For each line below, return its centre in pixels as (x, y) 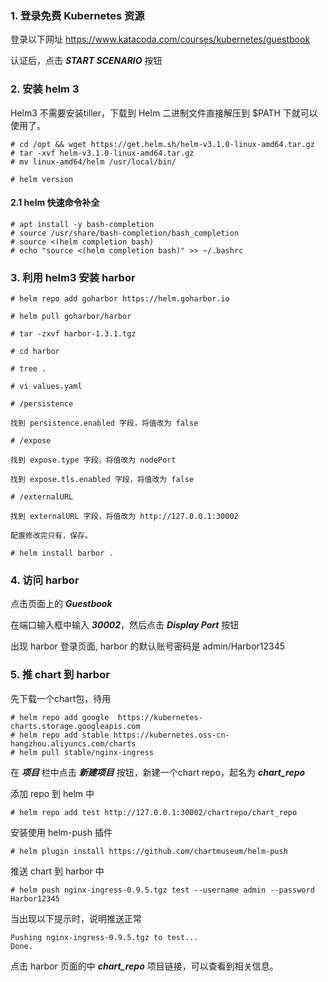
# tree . (28, 369)
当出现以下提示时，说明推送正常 (76, 918)
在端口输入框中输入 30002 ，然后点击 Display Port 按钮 (125, 625)
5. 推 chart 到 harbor (60, 675)
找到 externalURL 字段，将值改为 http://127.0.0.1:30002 (124, 517)
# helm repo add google (60, 717)
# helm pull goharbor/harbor (71, 317)
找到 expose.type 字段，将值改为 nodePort (93, 460)
